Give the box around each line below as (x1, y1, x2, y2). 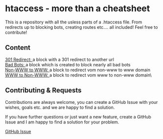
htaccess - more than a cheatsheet (5, 3, 150, 14)
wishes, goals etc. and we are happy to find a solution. (5, 104, 115, 110)
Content (5, 43, 31, 52)
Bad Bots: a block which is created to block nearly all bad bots (5, 61, 131, 67)
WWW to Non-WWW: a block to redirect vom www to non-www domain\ (5, 72, 152, 78)
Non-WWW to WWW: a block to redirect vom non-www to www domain (5, 67, 151, 73)
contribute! (5, 29, 27, 35)
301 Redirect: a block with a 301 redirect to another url (5, 57, 114, 62)
